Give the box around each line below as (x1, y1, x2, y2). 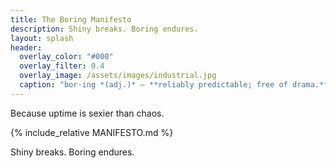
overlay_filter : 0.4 (19, 61, 105, 71)
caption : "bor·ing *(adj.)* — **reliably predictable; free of (19, 80, 288, 90)
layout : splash (10, 33, 74, 43)
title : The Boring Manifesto (10, 14, 132, 25)
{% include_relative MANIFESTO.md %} (10, 126, 174, 138)
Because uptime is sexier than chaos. (10, 107, 165, 119)
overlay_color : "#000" (19, 52, 114, 62)
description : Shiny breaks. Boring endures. (10, 24, 199, 34)
